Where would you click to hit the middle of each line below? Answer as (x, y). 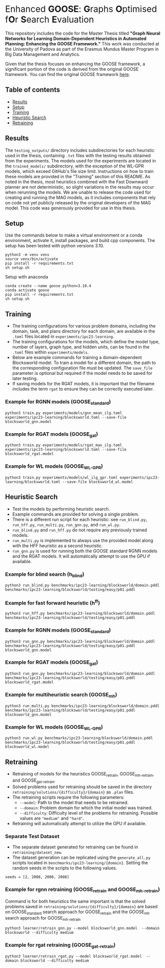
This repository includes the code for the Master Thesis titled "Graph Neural (83, 33)
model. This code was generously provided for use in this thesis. (71, 208)
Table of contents (33, 90)
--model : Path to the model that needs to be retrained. (74, 802)
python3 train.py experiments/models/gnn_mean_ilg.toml (64, 413)
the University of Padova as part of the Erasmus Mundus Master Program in (82, 49)
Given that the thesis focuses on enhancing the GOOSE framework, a (75, 64)
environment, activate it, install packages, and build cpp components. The (80, 241)
